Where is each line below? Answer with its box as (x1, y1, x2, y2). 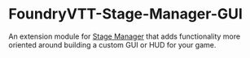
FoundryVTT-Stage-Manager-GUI (8, 5, 243, 23)
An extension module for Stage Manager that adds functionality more (8, 31, 241, 41)
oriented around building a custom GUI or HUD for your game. (8, 39, 217, 49)
